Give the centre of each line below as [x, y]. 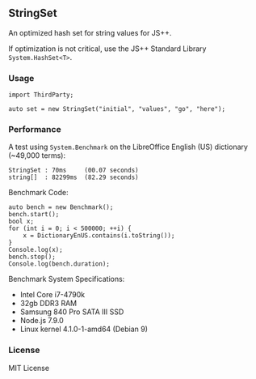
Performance [35, 130]
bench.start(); [34, 215]
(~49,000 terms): [37, 155]
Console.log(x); [36, 250]
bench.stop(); [32, 257]
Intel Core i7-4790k [52, 295]
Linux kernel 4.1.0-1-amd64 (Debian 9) [84, 329]
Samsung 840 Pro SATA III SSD [72, 312]
